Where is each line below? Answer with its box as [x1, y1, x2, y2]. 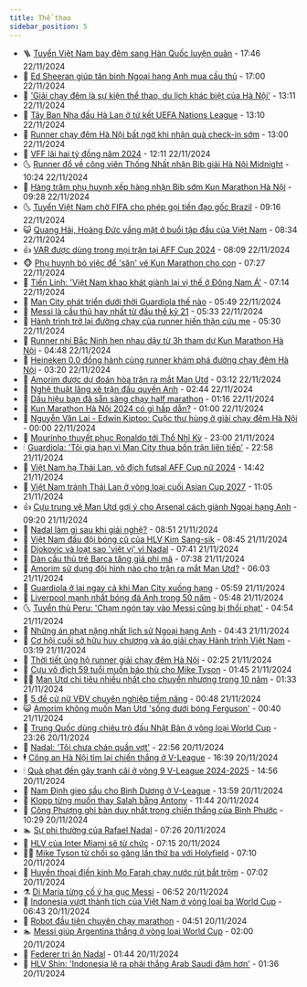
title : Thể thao [9, 13, 71, 23]
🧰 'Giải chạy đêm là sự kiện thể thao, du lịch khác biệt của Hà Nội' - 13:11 [22, 90, 296, 101]
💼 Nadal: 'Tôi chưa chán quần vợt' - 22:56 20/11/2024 [22, 741, 225, 752]
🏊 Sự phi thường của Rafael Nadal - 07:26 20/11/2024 [22, 824, 227, 835]
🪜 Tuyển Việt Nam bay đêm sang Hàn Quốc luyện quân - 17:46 [22, 48, 261, 58]
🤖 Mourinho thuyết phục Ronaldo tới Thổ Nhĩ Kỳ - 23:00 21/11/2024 [22, 431, 276, 443]
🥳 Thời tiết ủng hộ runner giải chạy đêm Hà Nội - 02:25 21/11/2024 [22, 654, 272, 665]
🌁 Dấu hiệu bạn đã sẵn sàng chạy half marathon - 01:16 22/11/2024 [22, 393, 275, 404]
